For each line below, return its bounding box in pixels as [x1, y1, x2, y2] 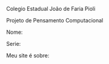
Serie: [6, 40, 21, 47]
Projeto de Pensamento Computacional [6, 17, 104, 24]
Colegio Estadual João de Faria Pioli [6, 5, 96, 12]
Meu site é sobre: [6, 52, 50, 59]
